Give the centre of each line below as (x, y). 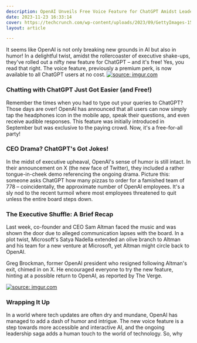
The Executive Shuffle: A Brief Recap (60, 214)
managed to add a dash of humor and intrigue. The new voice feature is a (95, 321)
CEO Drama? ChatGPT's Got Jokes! (57, 149)
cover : (14, 22)
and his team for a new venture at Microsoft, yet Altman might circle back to (98, 246)
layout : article (26, 28)
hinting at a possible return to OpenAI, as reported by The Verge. (84, 276)
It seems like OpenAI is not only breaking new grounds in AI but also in (91, 50)
